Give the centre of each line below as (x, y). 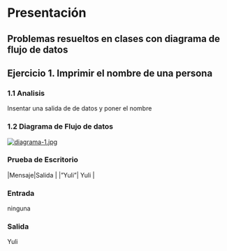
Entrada (21, 193)
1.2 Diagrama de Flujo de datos (60, 127)
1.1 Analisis (26, 93)
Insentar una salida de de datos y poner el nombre (80, 108)
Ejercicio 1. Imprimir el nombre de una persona (110, 73)
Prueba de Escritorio (43, 160)
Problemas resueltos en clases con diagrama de (114, 39)
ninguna (19, 208)
